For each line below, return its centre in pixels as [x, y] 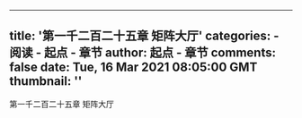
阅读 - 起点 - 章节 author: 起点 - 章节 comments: [143, 53]
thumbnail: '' [46, 81]
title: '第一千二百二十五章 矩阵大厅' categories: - [144, 36]
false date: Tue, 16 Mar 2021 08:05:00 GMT [133, 67]
